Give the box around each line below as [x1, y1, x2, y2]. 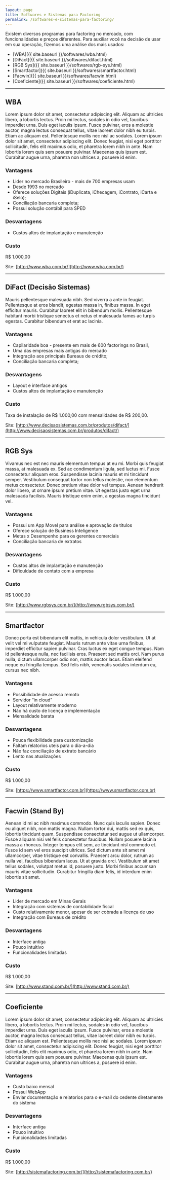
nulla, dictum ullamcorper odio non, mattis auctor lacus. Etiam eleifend [5, 656, 152, 662]
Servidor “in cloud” [12, 697, 53, 703]
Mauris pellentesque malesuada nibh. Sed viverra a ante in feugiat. [5, 296, 144, 302]
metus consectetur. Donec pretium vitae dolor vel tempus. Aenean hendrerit [5, 482, 164, 488]
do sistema [12, 1100, 36, 1105]
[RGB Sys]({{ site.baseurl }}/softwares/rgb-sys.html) [12, 62, 122, 68]
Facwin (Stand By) [5, 807, 64, 815]
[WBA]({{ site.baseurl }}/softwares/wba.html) [12, 51, 107, 57]
